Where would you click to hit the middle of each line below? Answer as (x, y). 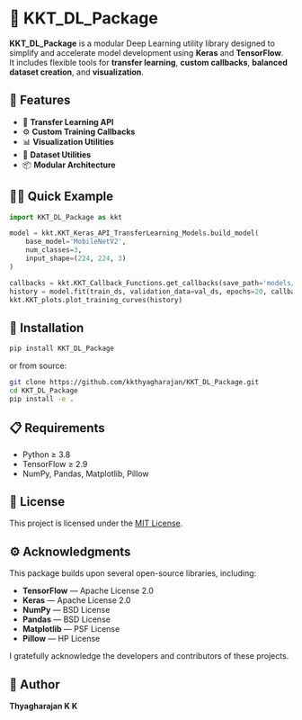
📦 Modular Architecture (69, 165)
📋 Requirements (57, 428)
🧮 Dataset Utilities (57, 154)
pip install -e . (42, 399)
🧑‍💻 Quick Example (62, 197)
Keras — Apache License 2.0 (76, 600)
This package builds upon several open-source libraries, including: (133, 573)
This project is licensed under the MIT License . (96, 523)
